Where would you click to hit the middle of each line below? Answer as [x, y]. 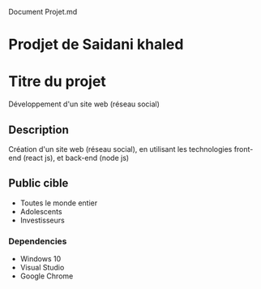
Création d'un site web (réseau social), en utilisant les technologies [120, 149]
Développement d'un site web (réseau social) [84, 104]
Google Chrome [47, 276]
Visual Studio [42, 268]
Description [39, 129]
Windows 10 [41, 259]
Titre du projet [58, 82]
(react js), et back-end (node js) [76, 157]
